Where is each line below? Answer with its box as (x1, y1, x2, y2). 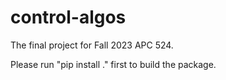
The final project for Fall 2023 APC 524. (10, 39, 174, 51)
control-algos (10, 6, 127, 29)
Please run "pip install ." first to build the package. (10, 58, 217, 70)
